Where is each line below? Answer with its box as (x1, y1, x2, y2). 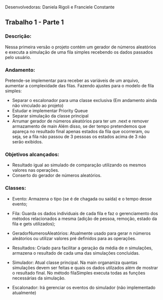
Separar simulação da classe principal (12, 113, 89, 119)
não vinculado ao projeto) (12, 102, 64, 108)
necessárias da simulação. (12, 275, 66, 281)
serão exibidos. (12, 139, 43, 144)
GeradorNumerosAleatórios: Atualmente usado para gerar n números (12, 230, 151, 236)
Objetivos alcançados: (5, 151, 59, 158)
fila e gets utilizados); (12, 220, 55, 226)
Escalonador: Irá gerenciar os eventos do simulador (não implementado (12, 284, 156, 290)
